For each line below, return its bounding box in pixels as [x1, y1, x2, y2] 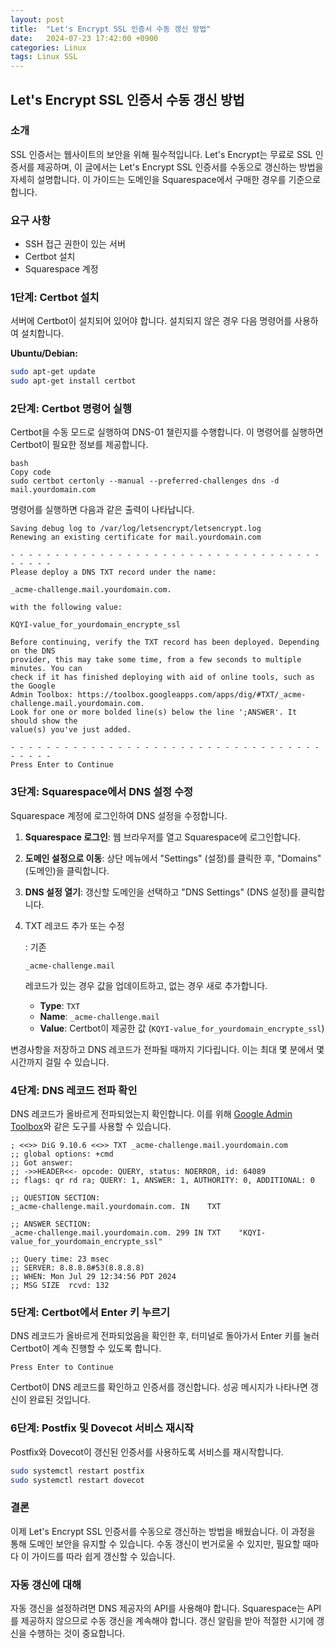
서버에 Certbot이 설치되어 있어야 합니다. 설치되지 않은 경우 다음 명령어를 [10, 315, 293, 327]
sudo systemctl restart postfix [10, 1466, 145, 1476]
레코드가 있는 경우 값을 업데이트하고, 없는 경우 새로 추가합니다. [24, 979, 268, 991]
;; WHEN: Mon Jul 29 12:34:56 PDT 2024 [10, 1272, 177, 1282]
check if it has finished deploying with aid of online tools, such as [10, 672, 315, 683]
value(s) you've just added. [10, 725, 132, 735]
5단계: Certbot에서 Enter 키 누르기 [10, 1305, 171, 1319]
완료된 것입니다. [28, 1394, 91, 1406]
